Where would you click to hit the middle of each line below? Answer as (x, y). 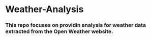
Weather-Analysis (44, 9)
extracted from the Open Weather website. (59, 31)
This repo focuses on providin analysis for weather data (76, 25)
